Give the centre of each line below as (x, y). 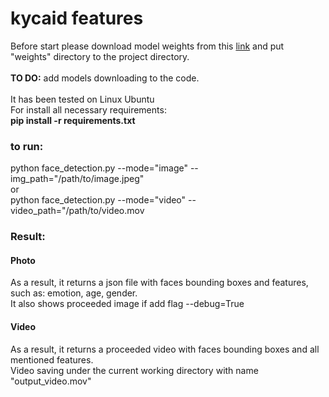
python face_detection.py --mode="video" (98, 200)
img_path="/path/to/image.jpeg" (77, 179)
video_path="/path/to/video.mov (77, 211)
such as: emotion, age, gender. (74, 293)
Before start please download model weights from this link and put (147, 46)
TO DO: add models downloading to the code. (105, 78)
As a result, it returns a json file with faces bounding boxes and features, (159, 283)
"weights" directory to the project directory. (100, 56)
